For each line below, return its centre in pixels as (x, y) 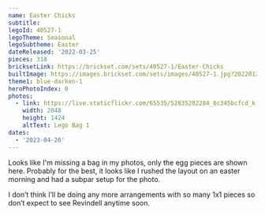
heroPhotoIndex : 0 (38, 89)
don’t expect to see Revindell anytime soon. (79, 202)
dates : (19, 132)
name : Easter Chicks (42, 15)
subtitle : (24, 23)
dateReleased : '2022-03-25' (54, 52)
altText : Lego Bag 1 (56, 125)
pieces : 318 (28, 60)
